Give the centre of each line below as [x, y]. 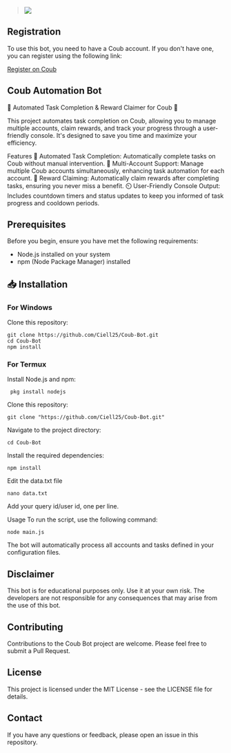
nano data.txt [28, 494]
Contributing [35, 627]
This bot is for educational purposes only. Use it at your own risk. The [106, 591]
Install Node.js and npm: [41, 380]
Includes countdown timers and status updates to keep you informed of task [115, 196]
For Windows [30, 307]
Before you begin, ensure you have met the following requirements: [103, 241]
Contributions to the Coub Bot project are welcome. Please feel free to [107, 643]
